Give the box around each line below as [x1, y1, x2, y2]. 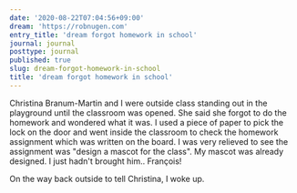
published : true [9, 56, 71, 65]
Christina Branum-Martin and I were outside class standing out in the [9, 97, 268, 108]
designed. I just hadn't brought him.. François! [9, 156, 182, 167]
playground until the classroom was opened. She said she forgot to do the [9, 107, 287, 118]
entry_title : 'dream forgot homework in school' [9, 30, 198, 39]
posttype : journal [9, 47, 79, 56]
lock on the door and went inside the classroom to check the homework [9, 127, 279, 137]
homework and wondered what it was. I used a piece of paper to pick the [9, 117, 284, 127]
